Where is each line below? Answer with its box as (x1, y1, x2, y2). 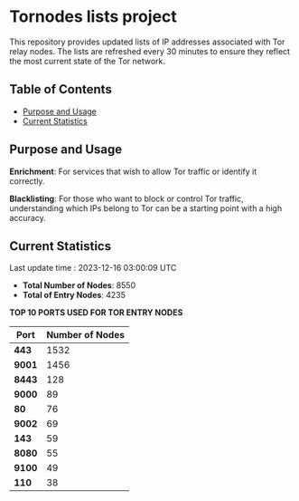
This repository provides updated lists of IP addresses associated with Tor (9, 36, 285, 47)
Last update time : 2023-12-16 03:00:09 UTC (9, 263, 177, 274)
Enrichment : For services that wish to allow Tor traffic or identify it (9, 166, 257, 177)
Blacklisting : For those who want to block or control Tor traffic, (9, 193, 244, 204)
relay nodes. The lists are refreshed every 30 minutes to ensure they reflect (9, 45, 291, 56)
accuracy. (9, 212, 47, 223)
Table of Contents (9, 82, 113, 97)
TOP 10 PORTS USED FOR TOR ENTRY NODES (9, 307, 183, 318)
